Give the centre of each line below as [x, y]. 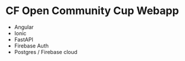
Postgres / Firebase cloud [46, 52]
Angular [24, 27]
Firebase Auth [31, 46]
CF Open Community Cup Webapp [92, 11]
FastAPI [23, 39]
